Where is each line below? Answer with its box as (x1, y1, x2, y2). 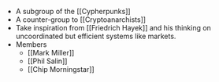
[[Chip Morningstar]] (27, 65, 95, 73)
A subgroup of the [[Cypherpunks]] (15, 7, 132, 16)
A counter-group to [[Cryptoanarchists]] (15, 15, 147, 24)
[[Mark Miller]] (27, 48, 75, 57)
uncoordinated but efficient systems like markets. (15, 31, 176, 41)
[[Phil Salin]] (27, 56, 68, 66)
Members (15, 40, 47, 49)
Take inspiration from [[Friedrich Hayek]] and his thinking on (15, 23, 211, 32)
